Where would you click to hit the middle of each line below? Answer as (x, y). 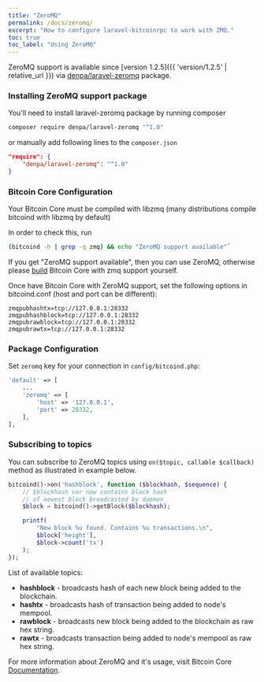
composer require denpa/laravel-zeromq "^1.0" (86, 128)
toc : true (24, 37)
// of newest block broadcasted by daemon (93, 499)
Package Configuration (53, 349)
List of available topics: (45, 573)
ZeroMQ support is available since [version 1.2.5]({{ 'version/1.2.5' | (117, 67)
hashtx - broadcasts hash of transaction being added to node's (123, 604)
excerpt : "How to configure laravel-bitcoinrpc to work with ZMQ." (121, 30)
